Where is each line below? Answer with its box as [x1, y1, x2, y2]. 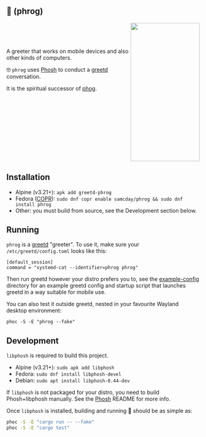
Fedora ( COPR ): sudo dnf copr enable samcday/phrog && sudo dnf [15, 195, 183, 202]
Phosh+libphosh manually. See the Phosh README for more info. [6, 395, 171, 403]
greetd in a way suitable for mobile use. [6, 288, 106, 296]
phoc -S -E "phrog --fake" [6, 319, 75, 325]
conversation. [6, 73, 41, 80]
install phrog [15, 201, 51, 208]
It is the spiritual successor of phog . [6, 84, 97, 92]
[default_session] [6, 259, 53, 266]
